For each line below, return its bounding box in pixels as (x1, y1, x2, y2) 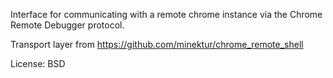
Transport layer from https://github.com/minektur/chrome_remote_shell (10, 39, 304, 50)
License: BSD (10, 58, 66, 69)
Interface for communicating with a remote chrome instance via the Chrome (10, 9, 323, 20)
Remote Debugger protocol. (10, 19, 125, 31)
